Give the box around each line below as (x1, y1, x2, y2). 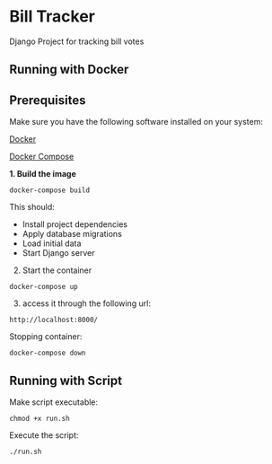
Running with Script (9, 372, 123, 388)
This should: (9, 202, 56, 213)
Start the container (22, 265, 92, 276)
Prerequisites (9, 92, 86, 108)
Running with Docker (9, 62, 129, 77)
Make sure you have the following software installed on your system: (9, 117, 263, 127)
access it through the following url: (22, 298, 151, 309)
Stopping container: (9, 331, 83, 342)
